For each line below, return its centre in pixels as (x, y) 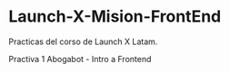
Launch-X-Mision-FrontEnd (115, 17)
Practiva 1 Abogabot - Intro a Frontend (80, 59)
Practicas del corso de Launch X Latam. (83, 41)
